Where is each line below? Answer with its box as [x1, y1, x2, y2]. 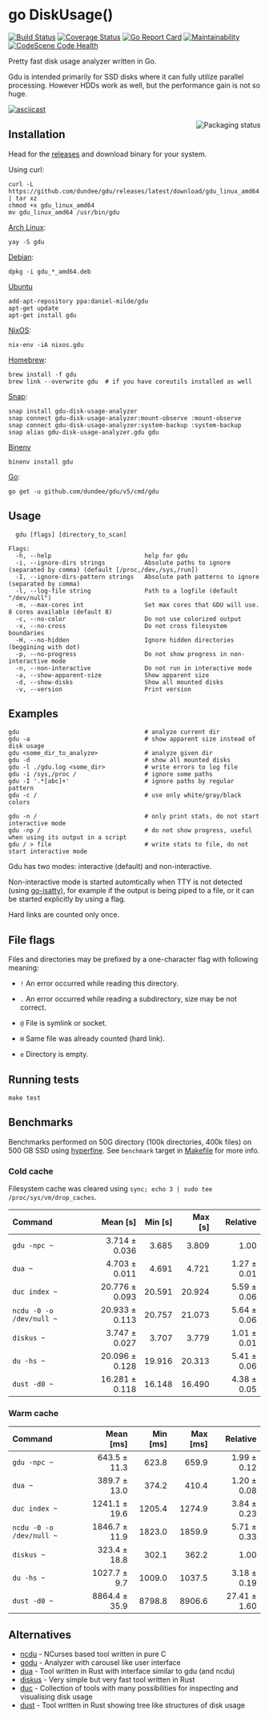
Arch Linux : [8, 222, 46, 232]
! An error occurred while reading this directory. [19, 978, 179, 989]
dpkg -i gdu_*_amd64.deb [8, 267, 91, 275]
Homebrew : [8, 355, 47, 365]
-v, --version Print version [15, 685, 192, 693]
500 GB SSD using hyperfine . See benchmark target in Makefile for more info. [8, 1145, 260, 1155]
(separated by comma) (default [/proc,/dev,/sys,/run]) [8, 565, 199, 573]
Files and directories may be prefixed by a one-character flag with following [8, 954, 259, 965]
